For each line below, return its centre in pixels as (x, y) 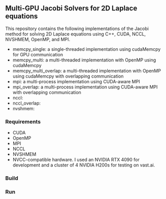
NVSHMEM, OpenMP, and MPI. (38, 39)
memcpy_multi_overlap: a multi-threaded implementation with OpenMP (87, 71)
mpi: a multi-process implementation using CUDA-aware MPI (76, 81)
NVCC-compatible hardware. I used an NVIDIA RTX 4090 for (76, 160)
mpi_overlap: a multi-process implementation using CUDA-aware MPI (85, 87)
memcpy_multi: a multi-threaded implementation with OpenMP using (84, 60)
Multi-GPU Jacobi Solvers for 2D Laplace (71, 8)
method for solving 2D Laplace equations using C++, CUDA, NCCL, (76, 34)
